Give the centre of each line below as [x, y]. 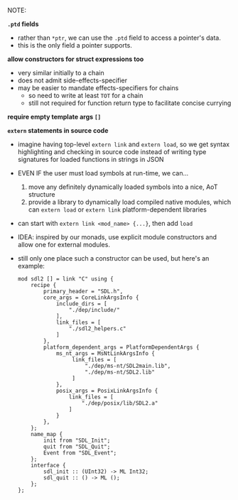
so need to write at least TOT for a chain [86, 96]
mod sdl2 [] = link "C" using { [65, 279]
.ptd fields [23, 24]
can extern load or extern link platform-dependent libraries [118, 210]
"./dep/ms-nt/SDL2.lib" [120, 372]
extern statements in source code [58, 130]
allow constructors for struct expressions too [76, 59]
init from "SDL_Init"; [77, 440]
